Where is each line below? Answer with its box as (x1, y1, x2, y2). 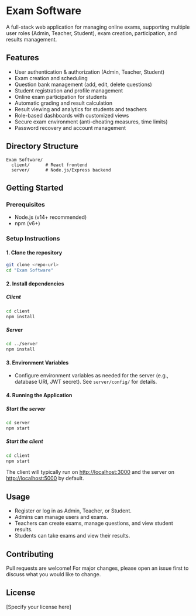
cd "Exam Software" (6, 267, 54, 273)
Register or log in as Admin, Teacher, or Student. (14, 507, 132, 514)
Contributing (6, 549, 54, 559)
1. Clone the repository (6, 249, 63, 256)
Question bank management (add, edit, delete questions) (14, 81, 152, 88)
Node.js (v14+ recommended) (14, 214, 87, 221)
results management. (6, 36, 57, 43)
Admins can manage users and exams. (14, 514, 108, 521)
